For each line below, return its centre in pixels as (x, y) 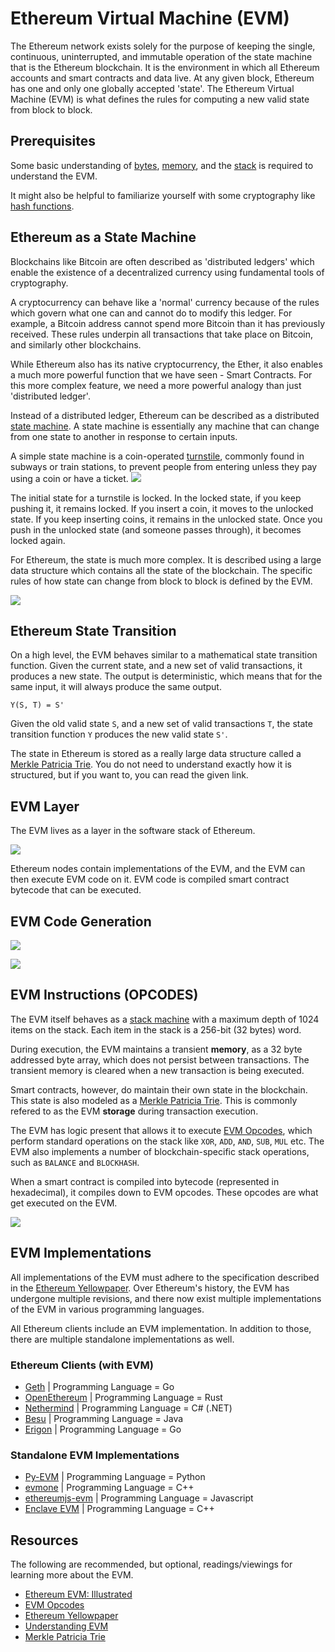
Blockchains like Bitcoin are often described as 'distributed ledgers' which (162, 261)
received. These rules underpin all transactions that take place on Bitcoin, (161, 334)
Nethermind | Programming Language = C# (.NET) (128, 1408)
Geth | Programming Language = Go (99, 1386)
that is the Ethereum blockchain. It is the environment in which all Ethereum (165, 67)
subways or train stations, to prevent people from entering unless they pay (164, 466)
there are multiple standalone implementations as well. (122, 1339)
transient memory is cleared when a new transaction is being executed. (157, 1070)
